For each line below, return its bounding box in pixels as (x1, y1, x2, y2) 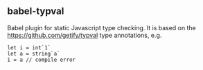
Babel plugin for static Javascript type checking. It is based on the (7, 23, 196, 32)
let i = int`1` (7, 44, 51, 51)
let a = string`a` (7, 50, 60, 57)
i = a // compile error (7, 56, 76, 63)
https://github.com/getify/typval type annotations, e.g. (7, 31, 162, 39)
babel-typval (7, 5, 64, 17)
